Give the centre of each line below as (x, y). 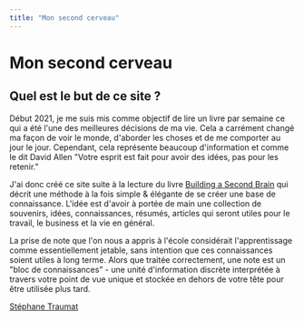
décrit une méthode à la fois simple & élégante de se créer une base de (143, 194)
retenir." (24, 166)
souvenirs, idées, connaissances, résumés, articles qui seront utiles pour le (150, 213)
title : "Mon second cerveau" (64, 18)
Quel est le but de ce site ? (85, 96)
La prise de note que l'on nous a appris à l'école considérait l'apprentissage (151, 240)
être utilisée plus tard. (50, 288)
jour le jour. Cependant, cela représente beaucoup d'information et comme (149, 147)
